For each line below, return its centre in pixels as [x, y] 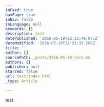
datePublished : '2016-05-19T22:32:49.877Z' [53, 39]
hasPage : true [20, 15]
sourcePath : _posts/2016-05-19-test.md [48, 57]
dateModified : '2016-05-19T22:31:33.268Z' [51, 43]
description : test [25, 34]
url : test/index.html [28, 76]
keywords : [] [19, 29]
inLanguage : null [24, 24]
